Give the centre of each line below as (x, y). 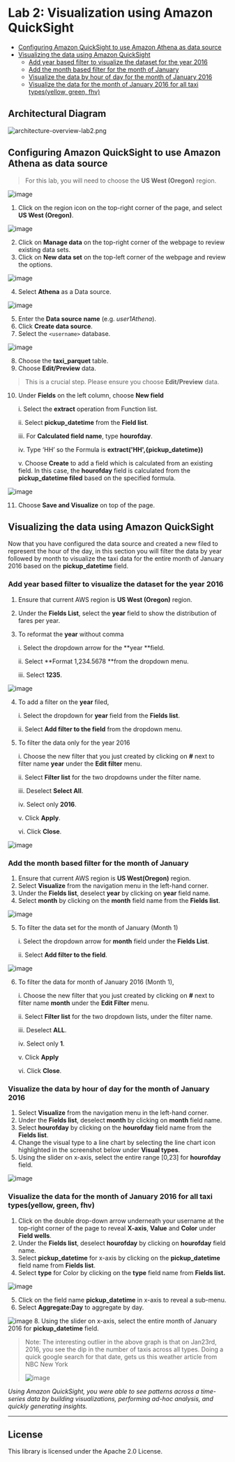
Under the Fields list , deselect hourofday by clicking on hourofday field (122, 1243)
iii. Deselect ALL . (42, 1029)
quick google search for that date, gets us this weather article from (121, 1356)
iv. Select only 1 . (41, 1043)
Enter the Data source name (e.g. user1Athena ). (87, 318)
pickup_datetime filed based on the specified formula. (97, 478)
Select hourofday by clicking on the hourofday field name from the (115, 1127)
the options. (35, 265)
